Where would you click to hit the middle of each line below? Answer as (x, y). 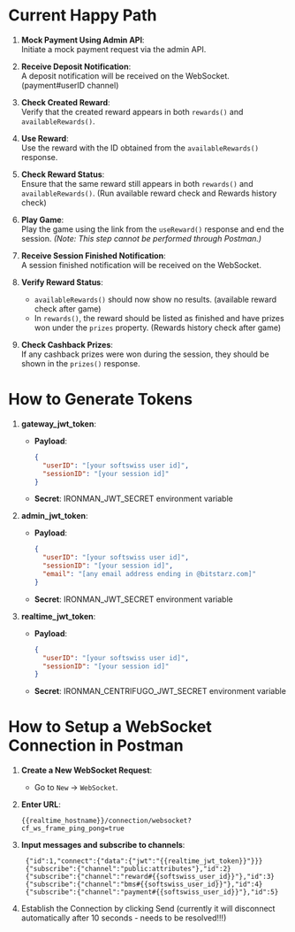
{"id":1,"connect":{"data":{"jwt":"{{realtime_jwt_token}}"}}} (144, 861)
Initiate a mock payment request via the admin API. (113, 49)
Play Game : (42, 220)
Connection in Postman (96, 746)
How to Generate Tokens (101, 400)
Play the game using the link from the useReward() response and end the (152, 229)
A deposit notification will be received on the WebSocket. (125, 75)
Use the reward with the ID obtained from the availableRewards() (140, 148)
